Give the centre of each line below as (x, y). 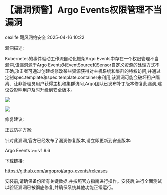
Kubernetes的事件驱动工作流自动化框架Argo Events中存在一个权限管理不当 (82, 58)
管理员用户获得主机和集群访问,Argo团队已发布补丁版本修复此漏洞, (90, 83)
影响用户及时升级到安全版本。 (44, 90)
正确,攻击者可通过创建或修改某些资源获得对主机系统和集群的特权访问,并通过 (83, 71)
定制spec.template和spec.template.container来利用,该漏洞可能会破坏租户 (80, 77)
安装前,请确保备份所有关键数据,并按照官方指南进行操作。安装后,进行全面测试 (83, 181)
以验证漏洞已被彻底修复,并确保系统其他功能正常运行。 (61, 187)
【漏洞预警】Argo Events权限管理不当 (83, 10)
